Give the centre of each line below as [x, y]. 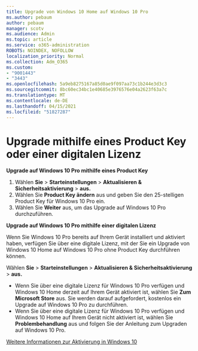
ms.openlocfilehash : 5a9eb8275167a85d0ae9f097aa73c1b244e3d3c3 [87, 84]
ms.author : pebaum [29, 17]
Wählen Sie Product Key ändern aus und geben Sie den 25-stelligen [99, 195]
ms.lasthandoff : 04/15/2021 [41, 106]
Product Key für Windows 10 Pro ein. [60, 202]
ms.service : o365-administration [48, 45]
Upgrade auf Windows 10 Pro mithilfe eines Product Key [77, 170]
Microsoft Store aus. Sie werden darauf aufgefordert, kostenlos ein [98, 298]
